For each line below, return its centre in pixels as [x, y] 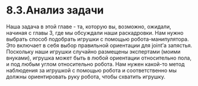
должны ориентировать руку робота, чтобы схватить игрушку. [86, 77]
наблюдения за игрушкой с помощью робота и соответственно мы [91, 70]
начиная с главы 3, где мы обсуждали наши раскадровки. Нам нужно [95, 32]
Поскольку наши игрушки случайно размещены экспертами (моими [93, 51]
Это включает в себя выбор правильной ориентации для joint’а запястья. [99, 45]
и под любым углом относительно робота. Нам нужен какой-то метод [95, 64]
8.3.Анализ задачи [55, 10]
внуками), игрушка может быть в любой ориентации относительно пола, [99, 58]
